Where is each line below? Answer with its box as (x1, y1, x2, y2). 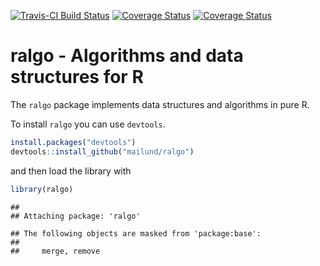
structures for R (10, 66, 144, 89)
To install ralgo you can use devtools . (10, 118, 166, 130)
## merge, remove (10, 246, 101, 256)
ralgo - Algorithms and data (10, 45, 244, 67)
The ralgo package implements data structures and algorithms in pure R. (10, 98, 310, 110)
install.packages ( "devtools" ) (10, 137, 137, 147)
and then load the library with (10, 165, 132, 177)
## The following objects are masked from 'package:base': (10, 228, 262, 239)
